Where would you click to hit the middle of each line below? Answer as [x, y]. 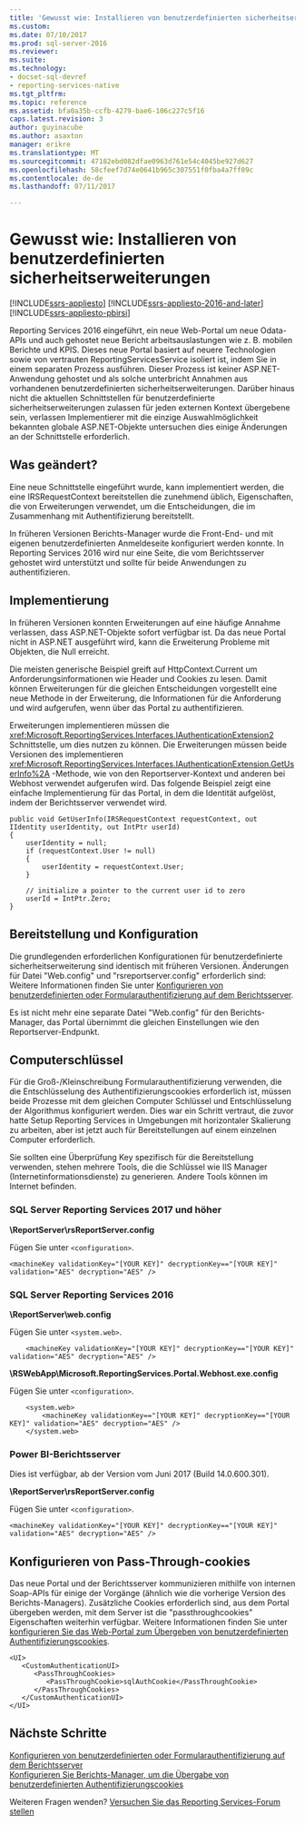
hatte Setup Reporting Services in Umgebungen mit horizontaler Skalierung [150, 1120]
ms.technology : [38, 69]
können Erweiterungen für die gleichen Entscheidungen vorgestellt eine [143, 688]
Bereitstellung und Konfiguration [104, 935]
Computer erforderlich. [52, 1139]
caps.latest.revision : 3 [56, 119]
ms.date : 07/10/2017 [49, 35]
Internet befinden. [43, 1187]
